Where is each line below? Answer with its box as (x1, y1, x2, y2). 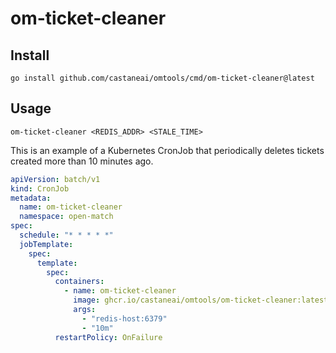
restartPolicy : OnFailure (54, 332, 163, 342)
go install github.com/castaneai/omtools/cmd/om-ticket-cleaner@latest (10, 73, 315, 83)
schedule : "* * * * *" (19, 230, 114, 241)
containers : (54, 277, 105, 287)
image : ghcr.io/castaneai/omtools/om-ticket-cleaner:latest (73, 295, 329, 306)
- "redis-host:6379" (81, 313, 168, 324)
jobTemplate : (19, 239, 74, 249)
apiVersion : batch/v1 (10, 174, 101, 184)
